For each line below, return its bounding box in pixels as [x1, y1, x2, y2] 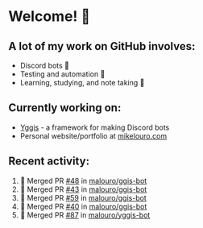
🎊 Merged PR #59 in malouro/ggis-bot [19, 193, 147, 202]
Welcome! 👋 [8, 7, 91, 26]
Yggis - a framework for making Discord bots [19, 122, 170, 132]
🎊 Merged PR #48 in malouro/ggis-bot [19, 176, 147, 185]
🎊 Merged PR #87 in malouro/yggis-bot [19, 209, 151, 220]
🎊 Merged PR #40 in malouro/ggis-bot [19, 201, 147, 211]
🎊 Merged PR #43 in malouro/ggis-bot [19, 184, 147, 194]
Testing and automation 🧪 [19, 69, 106, 79]
